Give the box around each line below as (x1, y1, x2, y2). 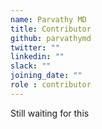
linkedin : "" (10, 52, 65, 62)
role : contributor (10, 80, 92, 90)
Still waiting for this (10, 107, 90, 119)
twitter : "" (10, 42, 60, 53)
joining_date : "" (10, 71, 83, 81)
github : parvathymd (10, 33, 92, 43)
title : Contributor (10, 24, 92, 34)
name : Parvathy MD (10, 14, 87, 25)
